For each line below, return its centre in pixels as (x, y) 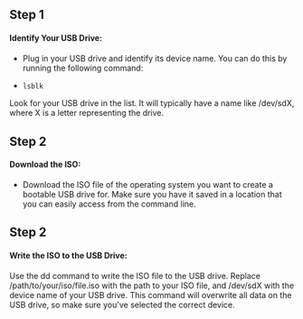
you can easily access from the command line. (109, 204)
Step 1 (27, 15)
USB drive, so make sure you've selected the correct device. (122, 304)
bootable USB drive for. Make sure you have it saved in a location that (152, 195)
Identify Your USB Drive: (56, 38)
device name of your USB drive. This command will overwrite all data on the (151, 295)
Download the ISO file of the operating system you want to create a (148, 185)
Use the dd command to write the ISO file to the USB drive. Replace (135, 275)
